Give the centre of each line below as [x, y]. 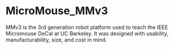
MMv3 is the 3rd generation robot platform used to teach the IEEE [87, 27]
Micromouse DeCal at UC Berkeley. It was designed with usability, [87, 33]
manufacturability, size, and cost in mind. [56, 40]
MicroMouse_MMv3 [57, 11]
